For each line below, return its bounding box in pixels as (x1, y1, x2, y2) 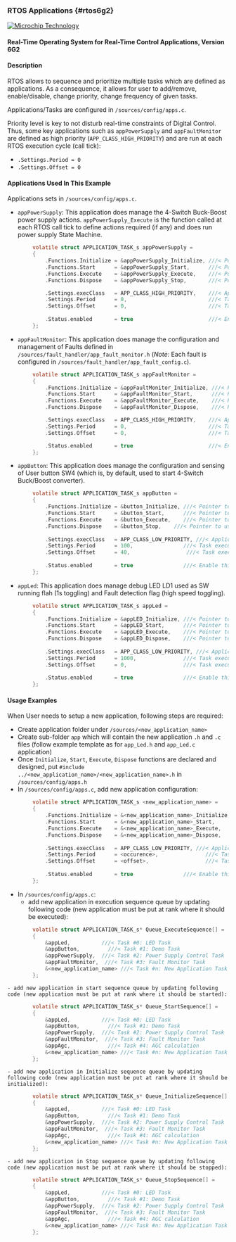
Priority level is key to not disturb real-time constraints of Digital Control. (7, 119, 216, 128)
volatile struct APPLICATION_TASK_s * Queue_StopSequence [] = (32, 1176, 216, 1184)
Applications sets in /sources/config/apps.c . (7, 194, 137, 203)
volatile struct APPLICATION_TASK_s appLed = (32, 602, 169, 609)
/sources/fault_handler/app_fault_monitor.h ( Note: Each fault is (17, 350, 207, 358)
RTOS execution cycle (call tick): (7, 141, 101, 150)
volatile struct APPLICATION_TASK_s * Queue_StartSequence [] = (32, 1003, 218, 1010)
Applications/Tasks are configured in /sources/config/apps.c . (7, 106, 186, 114)
